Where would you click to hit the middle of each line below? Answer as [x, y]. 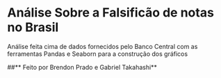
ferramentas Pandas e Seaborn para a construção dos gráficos [98, 54]
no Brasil [33, 27]
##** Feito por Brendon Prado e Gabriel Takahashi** [82, 67]
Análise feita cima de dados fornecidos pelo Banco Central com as [103, 46]
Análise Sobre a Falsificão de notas [110, 13]
